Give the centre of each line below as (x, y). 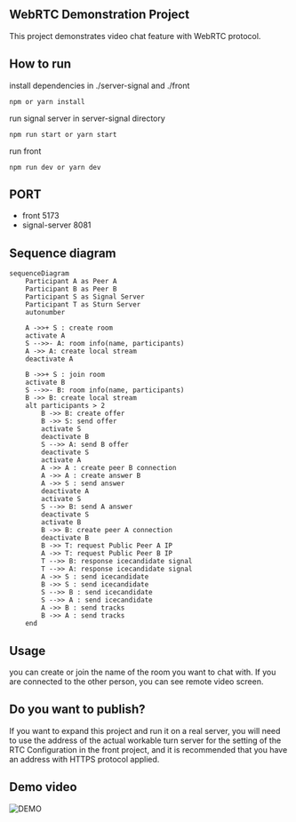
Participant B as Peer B (71, 289)
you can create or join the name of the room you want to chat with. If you (143, 672)
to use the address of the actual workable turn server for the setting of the (145, 740)
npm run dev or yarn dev (55, 167)
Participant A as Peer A (71, 282)
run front (25, 151)
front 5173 (40, 216)
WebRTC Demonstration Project (99, 15)
